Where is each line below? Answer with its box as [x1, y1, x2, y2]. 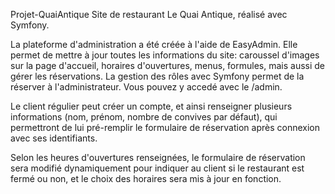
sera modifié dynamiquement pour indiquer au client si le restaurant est [10, 162, 305, 174]
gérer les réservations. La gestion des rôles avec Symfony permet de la [10, 70, 305, 82]
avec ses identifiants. [10, 132, 98, 144]
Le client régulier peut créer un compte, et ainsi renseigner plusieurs [10, 100, 293, 112]
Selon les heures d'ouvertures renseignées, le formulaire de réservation [10, 152, 306, 163]
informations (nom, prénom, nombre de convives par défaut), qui [10, 111, 278, 123]
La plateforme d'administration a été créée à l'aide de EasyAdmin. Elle [10, 39, 298, 50]
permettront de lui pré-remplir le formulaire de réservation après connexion [10, 122, 320, 133]
